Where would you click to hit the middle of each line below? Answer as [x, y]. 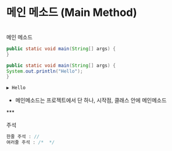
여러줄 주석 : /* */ [30, 142]
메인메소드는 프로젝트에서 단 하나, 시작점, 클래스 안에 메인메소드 [91, 100]
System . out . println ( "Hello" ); [45, 71]
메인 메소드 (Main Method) [72, 13]
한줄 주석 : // [23, 137]
